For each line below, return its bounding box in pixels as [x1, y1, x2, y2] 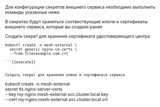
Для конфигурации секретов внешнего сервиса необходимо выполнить [5, 4, 156, 10]
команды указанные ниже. [5, 9, 61, 15]
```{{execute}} [5, 60, 36, 65]
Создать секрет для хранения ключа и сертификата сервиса [5, 72, 125, 77]
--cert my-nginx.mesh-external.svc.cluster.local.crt [5, 97, 108, 102]
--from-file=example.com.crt [9, 51, 69, 56]
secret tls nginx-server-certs [5, 86, 63, 92]
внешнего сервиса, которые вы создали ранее [5, 24, 103, 30]
